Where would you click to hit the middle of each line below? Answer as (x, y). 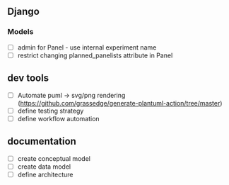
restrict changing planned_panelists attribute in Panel (95, 55)
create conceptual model (54, 158)
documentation (42, 141)
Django (24, 12)
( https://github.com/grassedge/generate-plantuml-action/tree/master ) (120, 103)
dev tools (28, 78)
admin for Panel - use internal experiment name (87, 47)
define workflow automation (59, 118)
